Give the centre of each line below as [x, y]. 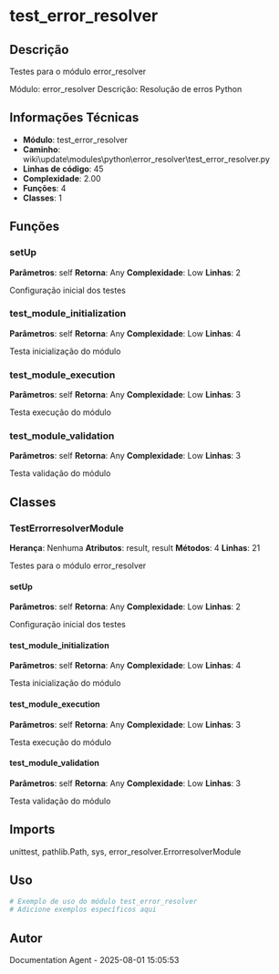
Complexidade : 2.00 [62, 178]
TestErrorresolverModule [67, 528]
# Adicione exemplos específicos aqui [83, 910]
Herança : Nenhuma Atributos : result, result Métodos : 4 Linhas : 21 [135, 548]
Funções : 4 [44, 188]
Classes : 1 [42, 198]
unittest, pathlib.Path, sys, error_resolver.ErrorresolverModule [125, 851]
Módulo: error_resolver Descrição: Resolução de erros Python [126, 89]
